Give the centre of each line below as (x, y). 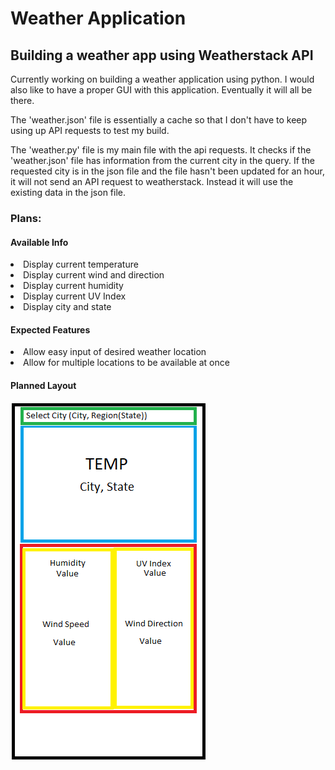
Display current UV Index (75, 296)
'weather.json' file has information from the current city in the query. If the (162, 160)
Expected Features (50, 329)
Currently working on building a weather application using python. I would (162, 79)
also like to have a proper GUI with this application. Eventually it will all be (161, 90)
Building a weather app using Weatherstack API (162, 55)
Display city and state (67, 307)
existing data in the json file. (68, 192)
